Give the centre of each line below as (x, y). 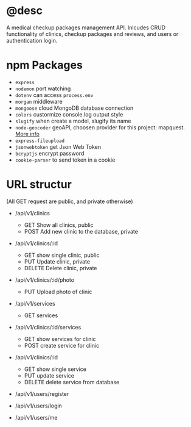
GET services (41, 315)
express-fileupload (40, 141)
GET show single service (55, 369)
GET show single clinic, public (62, 255)
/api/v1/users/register (42, 393)
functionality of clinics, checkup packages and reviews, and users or (92, 34)
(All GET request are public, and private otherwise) (70, 201)
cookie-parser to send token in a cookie (65, 160)
